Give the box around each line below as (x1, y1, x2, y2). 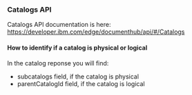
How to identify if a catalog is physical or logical (7, 43, 148, 52)
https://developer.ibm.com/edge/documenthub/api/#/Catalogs (7, 28, 185, 36)
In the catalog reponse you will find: (7, 59, 109, 67)
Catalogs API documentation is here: (7, 21, 112, 29)
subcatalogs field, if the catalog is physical (17, 72, 140, 81)
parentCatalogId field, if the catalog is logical (17, 79, 145, 87)
